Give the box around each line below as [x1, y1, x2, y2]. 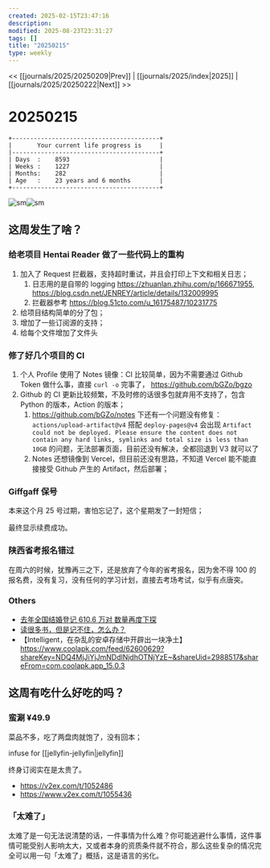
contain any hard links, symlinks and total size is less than [31, 436, 249, 444]
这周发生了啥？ [8, 223, 83, 237]
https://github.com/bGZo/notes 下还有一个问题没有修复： [31, 409, 223, 419]
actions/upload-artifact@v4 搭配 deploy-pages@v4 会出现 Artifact [31, 420, 252, 429]
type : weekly [8, 49, 52, 57]
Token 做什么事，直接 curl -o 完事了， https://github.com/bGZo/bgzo [19, 379, 253, 389]
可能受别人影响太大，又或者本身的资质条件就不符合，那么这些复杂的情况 [14, 841, 255, 850]
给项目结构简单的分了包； [19, 307, 105, 317]
